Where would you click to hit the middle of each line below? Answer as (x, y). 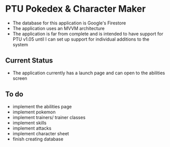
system (20, 44)
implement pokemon (34, 112)
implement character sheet (41, 133)
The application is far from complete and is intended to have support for (88, 34)
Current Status (29, 61)
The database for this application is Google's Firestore (69, 23)
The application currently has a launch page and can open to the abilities (89, 73)
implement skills (29, 123)
